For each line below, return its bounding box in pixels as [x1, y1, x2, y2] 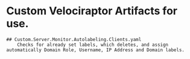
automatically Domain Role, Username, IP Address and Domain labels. [6, 46, 185, 53]
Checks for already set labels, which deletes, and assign [17, 42, 169, 48]
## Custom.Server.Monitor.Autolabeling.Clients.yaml [6, 36, 142, 42]
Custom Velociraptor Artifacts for [6, 4, 178, 18]
